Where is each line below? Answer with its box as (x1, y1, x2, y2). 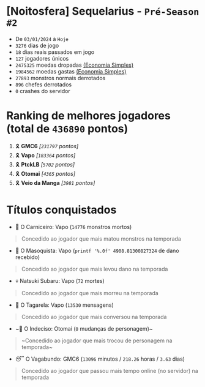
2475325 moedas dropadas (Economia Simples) (15, 61, 134, 69)
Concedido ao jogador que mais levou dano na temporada (21, 265, 168, 272)
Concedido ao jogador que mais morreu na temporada (21, 289, 159, 296)
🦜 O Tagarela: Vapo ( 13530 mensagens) (15, 301, 114, 309)
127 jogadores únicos (15, 54, 69, 62)
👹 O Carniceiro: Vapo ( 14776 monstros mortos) (15, 223, 132, 230)
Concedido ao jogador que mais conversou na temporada (21, 313, 167, 320)
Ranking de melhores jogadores (6, 109, 171, 123)
